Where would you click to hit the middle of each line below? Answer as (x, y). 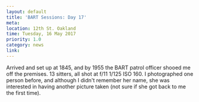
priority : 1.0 (24, 39)
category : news (25, 45)
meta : (13, 23)
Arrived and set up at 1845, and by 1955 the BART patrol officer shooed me (99, 67)
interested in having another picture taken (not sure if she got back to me (96, 86)
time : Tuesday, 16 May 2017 (41, 34)
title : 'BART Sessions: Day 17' (46, 17)
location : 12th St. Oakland (41, 28)
